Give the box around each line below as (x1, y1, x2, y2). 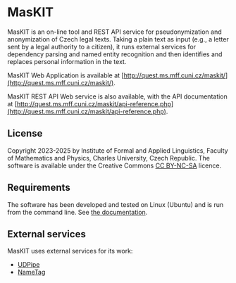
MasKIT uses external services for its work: (7, 247, 133, 256)
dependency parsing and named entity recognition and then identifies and (7, 50, 223, 58)
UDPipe (17, 260, 40, 269)
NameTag (17, 268, 46, 277)
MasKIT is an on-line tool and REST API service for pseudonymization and (7, 27, 222, 36)
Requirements (7, 182, 70, 194)
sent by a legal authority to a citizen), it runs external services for (7, 42, 196, 51)
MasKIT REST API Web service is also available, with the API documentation (7, 92, 228, 101)
